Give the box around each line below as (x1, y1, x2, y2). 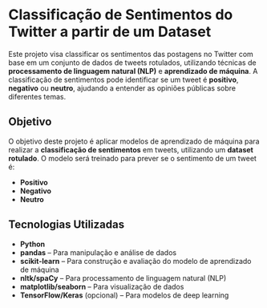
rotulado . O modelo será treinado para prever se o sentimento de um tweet (8, 153, 257, 163)
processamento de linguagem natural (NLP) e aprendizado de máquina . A (8, 66, 258, 75)
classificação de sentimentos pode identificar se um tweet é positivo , (8, 75, 239, 84)
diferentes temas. (8, 91, 67, 101)
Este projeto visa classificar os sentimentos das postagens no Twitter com (8, 49, 254, 59)
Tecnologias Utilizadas (8, 218, 125, 232)
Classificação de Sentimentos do (8, 6, 233, 24)
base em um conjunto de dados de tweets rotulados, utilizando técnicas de (8, 58, 257, 67)
